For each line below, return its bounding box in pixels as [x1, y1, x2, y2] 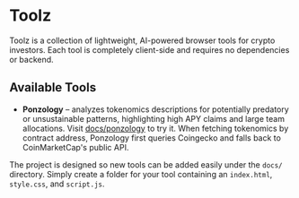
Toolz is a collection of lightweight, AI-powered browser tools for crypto [9, 35, 276, 46]
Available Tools [9, 80, 97, 95]
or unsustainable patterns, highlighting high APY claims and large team [22, 113, 286, 124]
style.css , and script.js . [9, 178, 105, 189]
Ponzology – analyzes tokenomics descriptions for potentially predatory [22, 104, 289, 115]
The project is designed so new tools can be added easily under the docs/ [9, 159, 283, 170]
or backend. [9, 54, 54, 65]
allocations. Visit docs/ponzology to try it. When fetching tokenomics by [22, 123, 289, 133]
